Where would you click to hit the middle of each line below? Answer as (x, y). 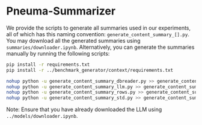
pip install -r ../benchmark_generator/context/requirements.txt (90, 70)
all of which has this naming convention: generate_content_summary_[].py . (98, 34)
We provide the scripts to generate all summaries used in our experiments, (99, 28)
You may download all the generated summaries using (73, 40)
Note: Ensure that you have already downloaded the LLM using (84, 109)
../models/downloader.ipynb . (42, 116)
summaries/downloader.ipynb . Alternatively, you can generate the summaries (100, 47)
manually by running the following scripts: (58, 53)
